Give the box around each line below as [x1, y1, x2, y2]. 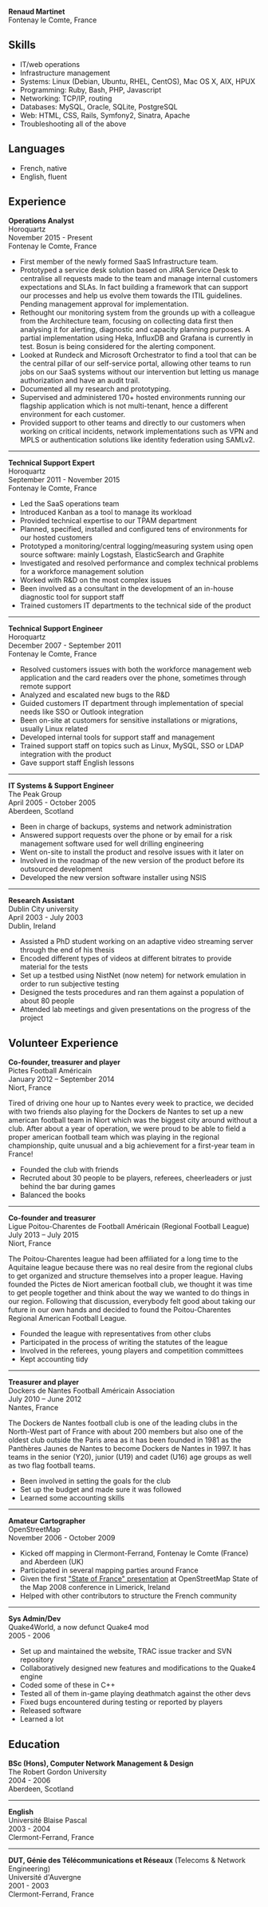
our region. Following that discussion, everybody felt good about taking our [8, 1297, 256, 1306]
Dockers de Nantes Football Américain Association [8, 1386, 175, 1396]
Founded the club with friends [19, 1165, 119, 1175]
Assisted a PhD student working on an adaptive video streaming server [19, 937, 254, 946]
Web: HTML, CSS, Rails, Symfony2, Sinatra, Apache [19, 110, 191, 120]
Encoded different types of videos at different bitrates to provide [19, 953, 232, 963]
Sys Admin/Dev [8, 1614, 61, 1624]
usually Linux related [19, 724, 89, 734]
